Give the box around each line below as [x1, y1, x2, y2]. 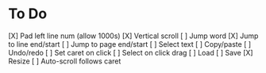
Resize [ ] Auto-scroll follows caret [8, 56, 121, 66]
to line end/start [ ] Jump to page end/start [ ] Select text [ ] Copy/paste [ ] [8, 39, 252, 48]
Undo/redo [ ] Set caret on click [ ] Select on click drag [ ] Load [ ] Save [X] [8, 48, 253, 57]
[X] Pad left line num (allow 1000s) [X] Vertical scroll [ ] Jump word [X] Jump [8, 31, 259, 40]
